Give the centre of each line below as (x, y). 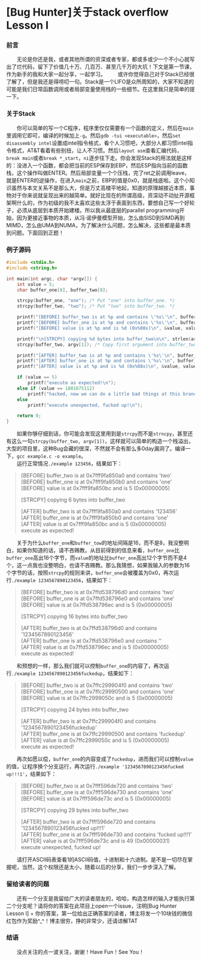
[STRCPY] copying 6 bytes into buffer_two (73, 500)
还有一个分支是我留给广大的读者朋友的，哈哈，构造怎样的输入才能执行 (103, 898)
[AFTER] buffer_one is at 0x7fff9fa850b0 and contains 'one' (95, 518)
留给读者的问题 (28, 884)
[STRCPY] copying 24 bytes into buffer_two (74, 710)
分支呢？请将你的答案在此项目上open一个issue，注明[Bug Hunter (97, 906)
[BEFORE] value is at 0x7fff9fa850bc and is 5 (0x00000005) (95, 488)
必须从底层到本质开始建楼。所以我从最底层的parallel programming (98, 210)
